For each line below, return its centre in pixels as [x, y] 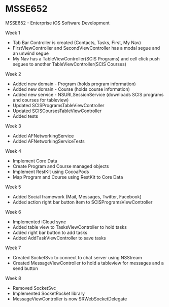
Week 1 [13, 32]
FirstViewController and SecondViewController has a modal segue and [86, 48]
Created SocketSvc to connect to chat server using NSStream [77, 257]
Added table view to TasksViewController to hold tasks [70, 227]
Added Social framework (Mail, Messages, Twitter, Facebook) [77, 196]
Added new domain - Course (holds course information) [71, 89]
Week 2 [13, 74]
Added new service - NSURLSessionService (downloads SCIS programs [88, 94]
